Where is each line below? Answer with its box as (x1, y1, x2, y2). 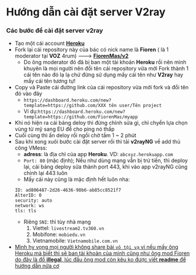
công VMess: (14, 144, 47, 151)
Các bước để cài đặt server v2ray (6, 27, 104, 35)
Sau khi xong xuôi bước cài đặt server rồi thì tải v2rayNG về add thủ (14, 138, 181, 145)
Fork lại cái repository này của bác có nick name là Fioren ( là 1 (14, 46, 169, 53)
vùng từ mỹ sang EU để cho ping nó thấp (14, 125, 115, 132)
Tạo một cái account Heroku (14, 40, 85, 47)
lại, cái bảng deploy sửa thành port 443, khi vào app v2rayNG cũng (23, 163, 188, 170)
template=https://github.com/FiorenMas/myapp (23, 114, 138, 120)
